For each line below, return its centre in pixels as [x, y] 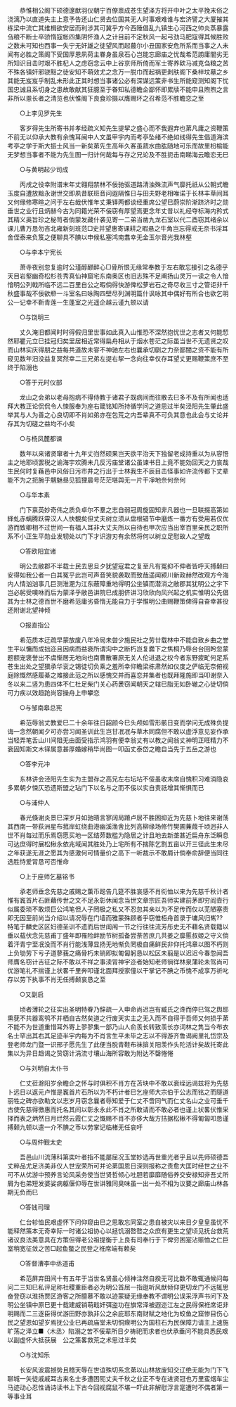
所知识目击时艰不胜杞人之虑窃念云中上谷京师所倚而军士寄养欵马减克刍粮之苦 [118, 63]
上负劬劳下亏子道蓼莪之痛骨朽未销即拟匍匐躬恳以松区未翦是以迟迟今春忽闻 [115, 953]
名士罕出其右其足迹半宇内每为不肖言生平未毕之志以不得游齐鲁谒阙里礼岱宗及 [118, 1036]
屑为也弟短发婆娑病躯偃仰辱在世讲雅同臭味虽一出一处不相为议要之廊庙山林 [115, 1183]
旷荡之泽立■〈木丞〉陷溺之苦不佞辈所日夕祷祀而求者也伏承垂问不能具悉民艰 [118, 1331]
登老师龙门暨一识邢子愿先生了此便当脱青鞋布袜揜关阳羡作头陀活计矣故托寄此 [118, 1044]
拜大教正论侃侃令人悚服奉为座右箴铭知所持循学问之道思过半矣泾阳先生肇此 [115, 406]
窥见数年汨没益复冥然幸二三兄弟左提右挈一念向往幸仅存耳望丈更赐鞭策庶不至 [118, 358]
